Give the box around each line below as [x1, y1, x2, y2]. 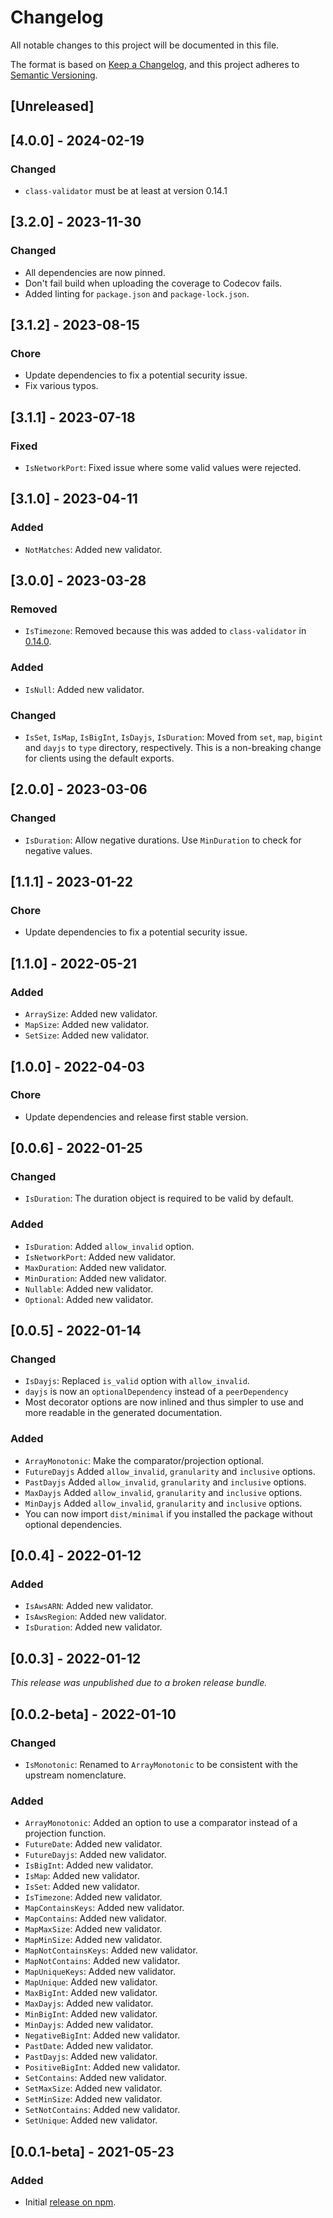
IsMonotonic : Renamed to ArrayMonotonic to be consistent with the [24, 1758, 298, 1770]
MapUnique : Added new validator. [24, 1976, 158, 1988]
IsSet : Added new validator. [24, 1881, 140, 1893]
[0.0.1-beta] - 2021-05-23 [10, 2143, 175, 2160]
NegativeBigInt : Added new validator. [24, 2029, 181, 2041]
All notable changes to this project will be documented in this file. [10, 39, 280, 51]
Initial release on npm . [24, 2196, 117, 2208]
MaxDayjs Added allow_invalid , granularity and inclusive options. [24, 1486, 303, 1498]
